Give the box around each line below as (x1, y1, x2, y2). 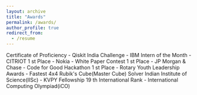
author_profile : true (6, 24, 59, 31)
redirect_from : (6, 30, 44, 36)
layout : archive (6, 8, 46, 15)
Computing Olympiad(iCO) (6, 83, 71, 89)
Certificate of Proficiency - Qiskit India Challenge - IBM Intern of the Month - (6, 52, 192, 58)
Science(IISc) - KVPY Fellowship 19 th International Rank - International (6, 76, 178, 83)
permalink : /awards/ (6, 19, 57, 25)
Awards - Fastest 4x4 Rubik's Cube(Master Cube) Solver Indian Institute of (6, 71, 187, 77)
